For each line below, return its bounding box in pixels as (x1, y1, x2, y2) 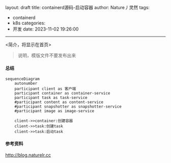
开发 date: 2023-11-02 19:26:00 (12, 26, 79, 32)
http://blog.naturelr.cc (5, 152, 51, 158)
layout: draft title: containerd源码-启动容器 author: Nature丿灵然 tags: (5, 5, 150, 10)
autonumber (14, 81, 38, 86)
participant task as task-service (14, 95, 88, 101)
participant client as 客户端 (14, 86, 76, 91)
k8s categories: (12, 20, 46, 26)
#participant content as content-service (14, 100, 103, 105)
